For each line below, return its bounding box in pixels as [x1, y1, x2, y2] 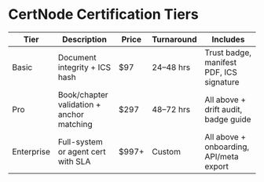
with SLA [57, 155, 91, 166]
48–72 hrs [152, 104, 191, 115]
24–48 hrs [152, 61, 191, 72]
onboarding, [203, 141, 250, 152]
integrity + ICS [57, 61, 112, 72]
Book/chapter [57, 89, 108, 100]
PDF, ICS [203, 67, 238, 78]
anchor [57, 108, 85, 119]
